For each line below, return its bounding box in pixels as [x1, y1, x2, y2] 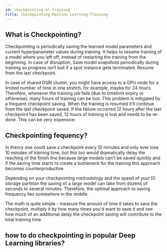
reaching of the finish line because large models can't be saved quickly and [5, 155, 161, 161]
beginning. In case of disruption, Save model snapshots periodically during [5, 59, 159, 65]
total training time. [5, 217, 42, 223]
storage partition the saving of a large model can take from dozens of [5, 180, 148, 187]
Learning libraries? [5, 239, 65, 247]
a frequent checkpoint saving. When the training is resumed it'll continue [5, 101, 155, 107]
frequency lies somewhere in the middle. [5, 191, 89, 197]
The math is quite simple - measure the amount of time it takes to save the [5, 201, 158, 207]
